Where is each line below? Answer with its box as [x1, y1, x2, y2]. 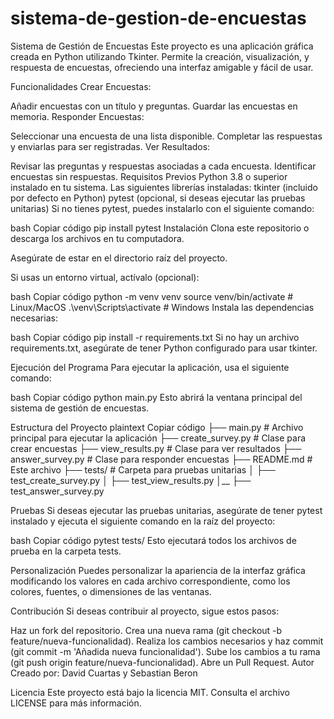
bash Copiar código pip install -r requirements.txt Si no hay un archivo [10, 331, 300, 343]
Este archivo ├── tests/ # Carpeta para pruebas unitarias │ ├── [10, 463, 276, 476]
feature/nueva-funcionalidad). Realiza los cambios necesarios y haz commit [10, 635, 324, 647]
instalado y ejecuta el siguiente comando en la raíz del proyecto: [10, 515, 276, 527]
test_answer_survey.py [10, 485, 105, 497]
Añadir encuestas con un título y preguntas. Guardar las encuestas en [10, 100, 298, 112]
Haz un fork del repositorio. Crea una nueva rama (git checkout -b [10, 624, 283, 636]
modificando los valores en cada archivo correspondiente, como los [10, 575, 291, 587]
